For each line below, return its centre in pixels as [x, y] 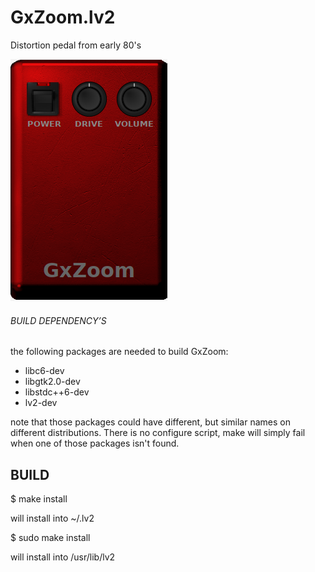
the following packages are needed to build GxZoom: [119, 352]
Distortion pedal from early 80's [76, 45]
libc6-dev [44, 371]
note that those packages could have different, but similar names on [150, 422]
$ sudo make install [50, 537]
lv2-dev [41, 403]
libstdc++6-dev [57, 392]
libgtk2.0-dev [52, 382]
